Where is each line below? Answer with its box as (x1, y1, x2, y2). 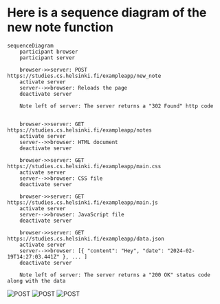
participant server (19, 54, 76, 61)
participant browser (19, 48, 78, 55)
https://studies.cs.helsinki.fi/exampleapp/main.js (7, 199, 158, 206)
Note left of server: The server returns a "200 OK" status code (19, 271, 211, 278)
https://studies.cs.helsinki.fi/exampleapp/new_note (7, 72, 162, 79)
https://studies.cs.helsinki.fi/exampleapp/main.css (7, 163, 162, 170)
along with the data (7, 277, 67, 284)
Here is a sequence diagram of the (7, 5, 207, 21)
